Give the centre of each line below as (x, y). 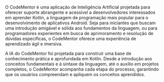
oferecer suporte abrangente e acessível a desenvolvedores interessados (80, 12)
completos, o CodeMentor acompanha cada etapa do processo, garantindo (82, 69)
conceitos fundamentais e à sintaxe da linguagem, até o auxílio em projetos (82, 64)
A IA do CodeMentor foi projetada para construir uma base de (68, 53)
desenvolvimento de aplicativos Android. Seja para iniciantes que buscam (81, 23)
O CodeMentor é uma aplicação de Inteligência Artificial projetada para (78, 7)
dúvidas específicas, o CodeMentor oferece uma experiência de (71, 39)
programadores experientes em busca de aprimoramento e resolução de (79, 33)
